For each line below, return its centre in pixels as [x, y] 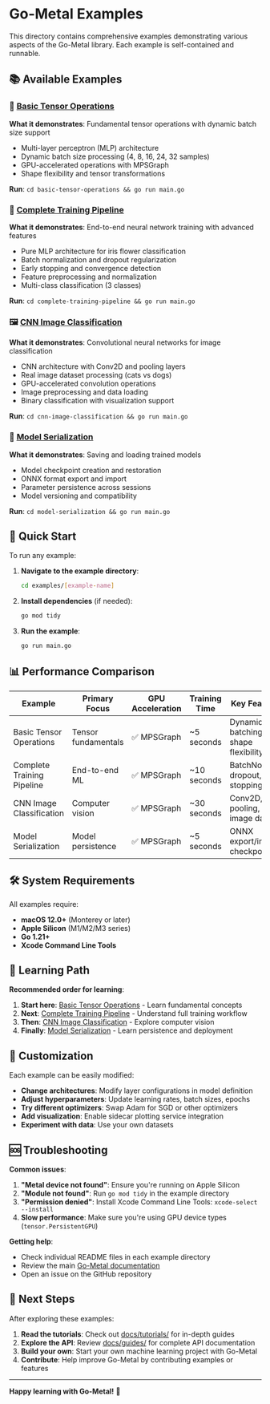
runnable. [25, 53]
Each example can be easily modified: [72, 1075]
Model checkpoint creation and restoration [91, 470]
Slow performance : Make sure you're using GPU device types [123, 1218]
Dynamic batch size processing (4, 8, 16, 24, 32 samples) [115, 156]
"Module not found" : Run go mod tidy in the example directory [125, 1194]
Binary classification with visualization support [97, 401]
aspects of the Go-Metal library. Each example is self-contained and [122, 44]
